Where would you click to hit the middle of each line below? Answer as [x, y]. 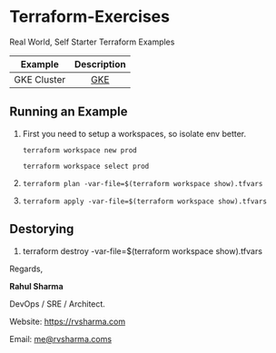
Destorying [42, 229]
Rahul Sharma [36, 286]
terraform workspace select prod [86, 166]
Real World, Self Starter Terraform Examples [92, 42]
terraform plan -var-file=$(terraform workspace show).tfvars [143, 183]
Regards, [26, 269]
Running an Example [69, 112]
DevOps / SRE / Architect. [58, 304]
